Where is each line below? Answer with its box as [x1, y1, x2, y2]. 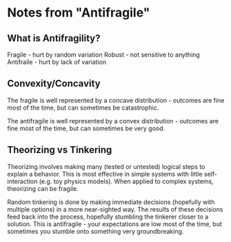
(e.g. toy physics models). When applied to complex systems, [39, 177, 214, 185]
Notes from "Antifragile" [7, 5, 150, 21]
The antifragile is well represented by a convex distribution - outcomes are [7, 117, 219, 125]
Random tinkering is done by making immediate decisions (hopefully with [7, 198, 215, 206]
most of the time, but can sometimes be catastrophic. [7, 103, 159, 112]
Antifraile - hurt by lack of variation [7, 58, 107, 66]
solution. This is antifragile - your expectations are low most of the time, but [7, 219, 223, 228]
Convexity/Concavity [7, 78, 101, 90]
